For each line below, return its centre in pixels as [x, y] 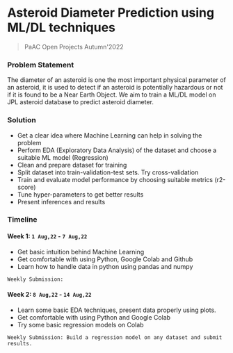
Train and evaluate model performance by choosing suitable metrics [115, 179]
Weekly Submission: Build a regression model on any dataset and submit [115, 337]
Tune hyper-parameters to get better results [80, 194]
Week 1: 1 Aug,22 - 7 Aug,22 [47, 236]
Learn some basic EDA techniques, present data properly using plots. [117, 310]
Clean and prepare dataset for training [72, 165]
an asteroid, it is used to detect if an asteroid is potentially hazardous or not [115, 88]
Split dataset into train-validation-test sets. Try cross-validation [108, 172]
